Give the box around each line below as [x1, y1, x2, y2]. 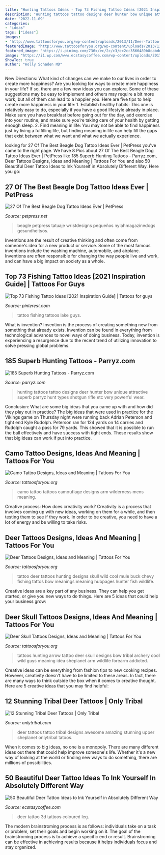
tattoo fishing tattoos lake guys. [17, 312, 82, 318]
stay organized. [5, 844, 37, 850]
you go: [5, 169, 21, 174]
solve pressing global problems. [5, 342, 70, 348]
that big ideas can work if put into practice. [5, 435, 92, 441]
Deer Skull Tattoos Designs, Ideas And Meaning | [5, 613, 158, 621]
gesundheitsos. [17, 228, 49, 233]
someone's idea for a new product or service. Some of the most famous [5, 242, 151, 248]
